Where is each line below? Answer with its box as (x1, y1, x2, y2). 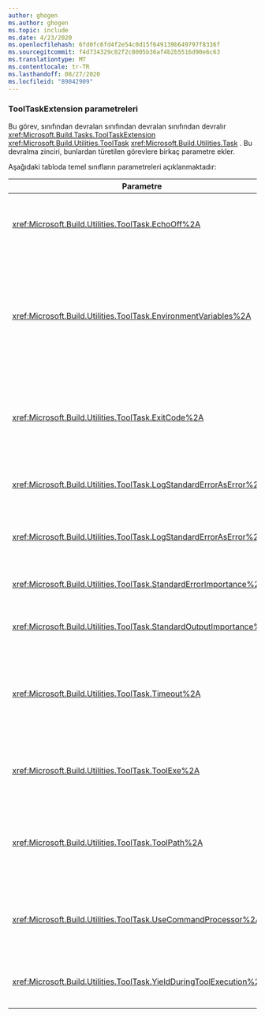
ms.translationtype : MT (8, 56, 87, 64)
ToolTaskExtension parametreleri (8, 103, 139, 114)
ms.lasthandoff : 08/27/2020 (8, 70, 101, 78)
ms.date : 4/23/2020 (8, 33, 73, 42)
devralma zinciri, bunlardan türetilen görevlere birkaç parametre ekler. (8, 147, 235, 156)
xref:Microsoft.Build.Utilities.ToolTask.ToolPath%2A (12, 837, 203, 848)
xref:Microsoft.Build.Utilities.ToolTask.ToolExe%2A (12, 765, 200, 776)
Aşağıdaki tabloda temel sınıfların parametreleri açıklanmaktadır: (8, 162, 217, 171)
